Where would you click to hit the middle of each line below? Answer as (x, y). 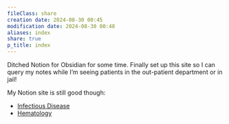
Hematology (34, 113)
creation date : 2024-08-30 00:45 (55, 20)
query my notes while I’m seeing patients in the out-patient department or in (115, 72)
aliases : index (29, 33)
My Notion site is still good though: (56, 92)
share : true (24, 39)
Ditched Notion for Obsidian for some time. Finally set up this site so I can (111, 65)
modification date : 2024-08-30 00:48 (61, 26)
